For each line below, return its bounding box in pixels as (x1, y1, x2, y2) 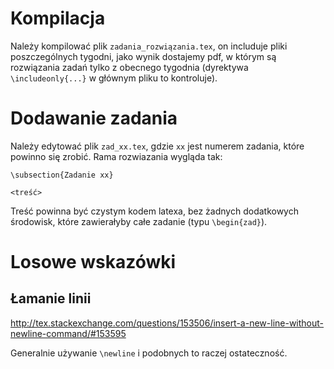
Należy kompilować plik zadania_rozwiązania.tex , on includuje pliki (10, 40, 288, 52)
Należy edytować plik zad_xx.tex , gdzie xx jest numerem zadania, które (10, 140, 305, 152)
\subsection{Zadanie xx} (10, 170, 114, 180)
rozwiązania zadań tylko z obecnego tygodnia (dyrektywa (10, 61, 249, 73)
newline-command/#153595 (10, 327, 127, 339)
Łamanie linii (10, 290, 92, 307)
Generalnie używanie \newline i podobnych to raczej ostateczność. (10, 347, 288, 359)
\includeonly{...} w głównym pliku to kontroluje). (10, 72, 218, 84)
